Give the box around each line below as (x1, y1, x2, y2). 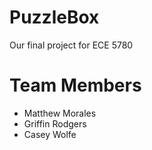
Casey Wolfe (23, 128, 77, 140)
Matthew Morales (23, 107, 97, 119)
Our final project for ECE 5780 (9, 39, 134, 51)
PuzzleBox (9, 6, 100, 29)
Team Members (9, 74, 142, 97)
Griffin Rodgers (23, 117, 87, 130)
